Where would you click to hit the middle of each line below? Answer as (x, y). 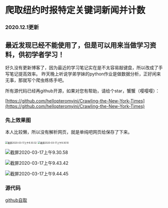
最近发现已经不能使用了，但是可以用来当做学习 (77, 45)
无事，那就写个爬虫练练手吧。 (36, 80)
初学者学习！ (44, 55)
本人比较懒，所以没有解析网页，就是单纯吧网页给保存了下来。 (69, 132)
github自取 (16, 200)
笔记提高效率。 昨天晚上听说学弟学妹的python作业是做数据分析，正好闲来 (85, 74)
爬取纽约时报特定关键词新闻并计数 (75, 10)
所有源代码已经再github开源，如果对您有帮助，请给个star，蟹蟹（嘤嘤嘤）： (82, 90)
